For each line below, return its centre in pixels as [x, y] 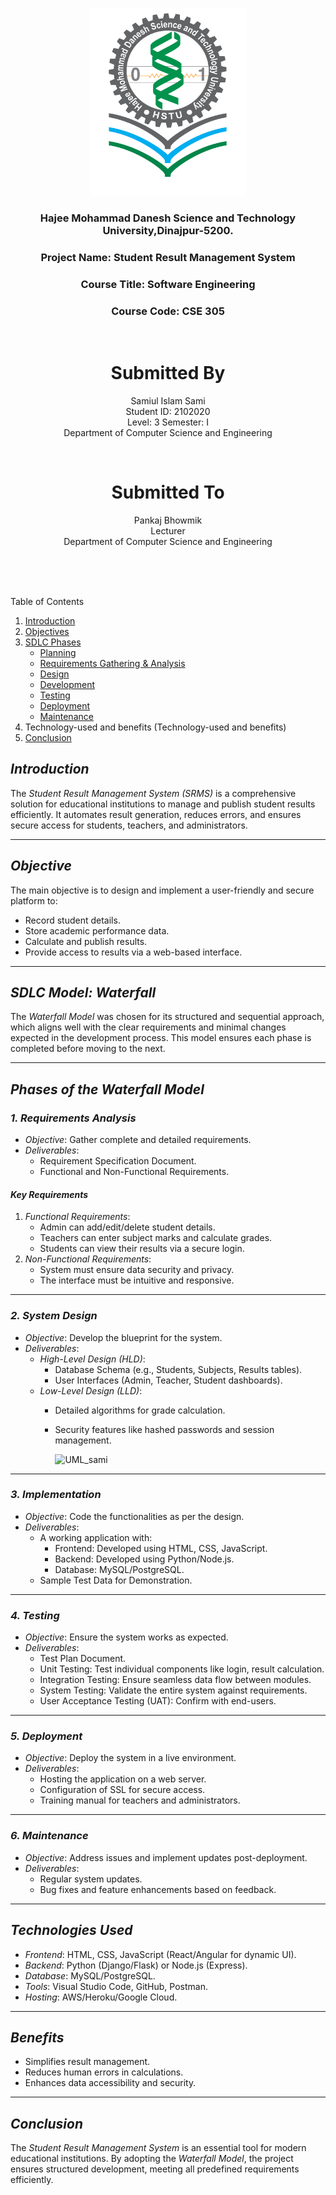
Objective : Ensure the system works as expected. [126, 1637]
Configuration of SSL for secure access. [122, 1790]
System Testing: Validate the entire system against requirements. [173, 1690]
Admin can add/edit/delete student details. [127, 1227]
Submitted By [168, 373]
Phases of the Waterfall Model [107, 1089]
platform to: [34, 900]
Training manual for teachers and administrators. [140, 1800]
